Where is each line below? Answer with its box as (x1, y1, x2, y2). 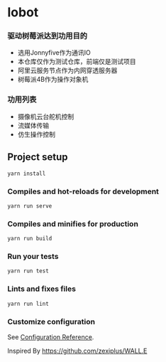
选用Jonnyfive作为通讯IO (17, 48, 91, 57)
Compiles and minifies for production (7, 218, 138, 228)
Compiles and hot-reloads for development (7, 186, 160, 196)
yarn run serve (7, 202, 52, 210)
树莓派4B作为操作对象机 (17, 75, 89, 84)
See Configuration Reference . (7, 333, 94, 341)
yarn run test (7, 267, 50, 275)
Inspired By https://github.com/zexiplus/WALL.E (7, 346, 148, 356)
